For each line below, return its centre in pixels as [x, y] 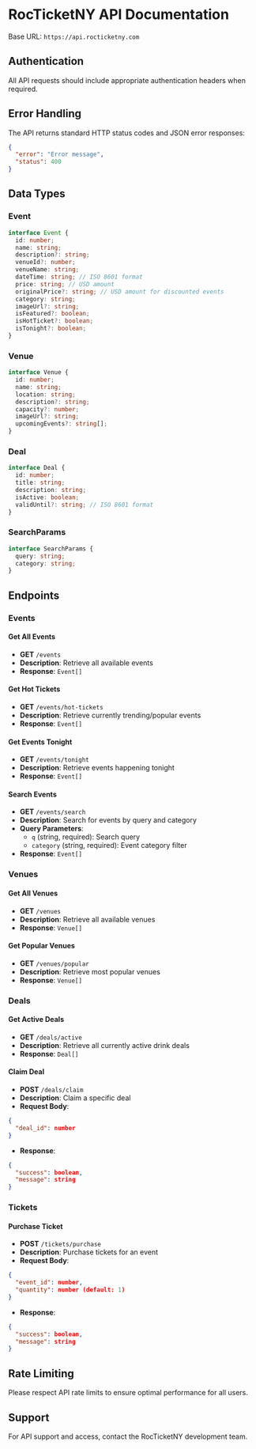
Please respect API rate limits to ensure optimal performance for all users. [128, 1393]
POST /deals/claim [51, 1090]
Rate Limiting [41, 1373]
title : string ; [40, 483]
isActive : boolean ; [47, 497]
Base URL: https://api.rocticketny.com [74, 36]
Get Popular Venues [41, 946]
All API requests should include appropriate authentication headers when [127, 80]
